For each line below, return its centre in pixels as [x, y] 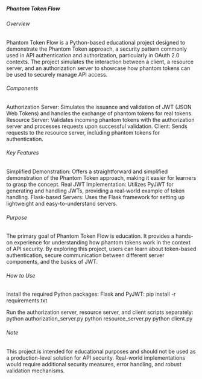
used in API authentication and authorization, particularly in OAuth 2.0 [93, 55]
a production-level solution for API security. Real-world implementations [96, 358]
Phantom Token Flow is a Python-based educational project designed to [96, 42]
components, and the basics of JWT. [52, 262]
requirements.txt [27, 301]
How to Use [21, 275]
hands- [185, 236]
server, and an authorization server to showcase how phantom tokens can [98, 68]
